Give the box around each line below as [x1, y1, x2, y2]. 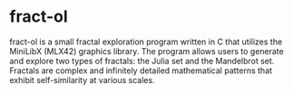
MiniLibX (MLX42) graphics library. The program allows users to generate [9, 45, 284, 56]
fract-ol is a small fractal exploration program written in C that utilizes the [9, 36, 283, 47]
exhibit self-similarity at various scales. [9, 74, 156, 85]
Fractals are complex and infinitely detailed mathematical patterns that [9, 65, 273, 76]
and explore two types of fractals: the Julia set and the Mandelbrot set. [9, 55, 275, 66]
